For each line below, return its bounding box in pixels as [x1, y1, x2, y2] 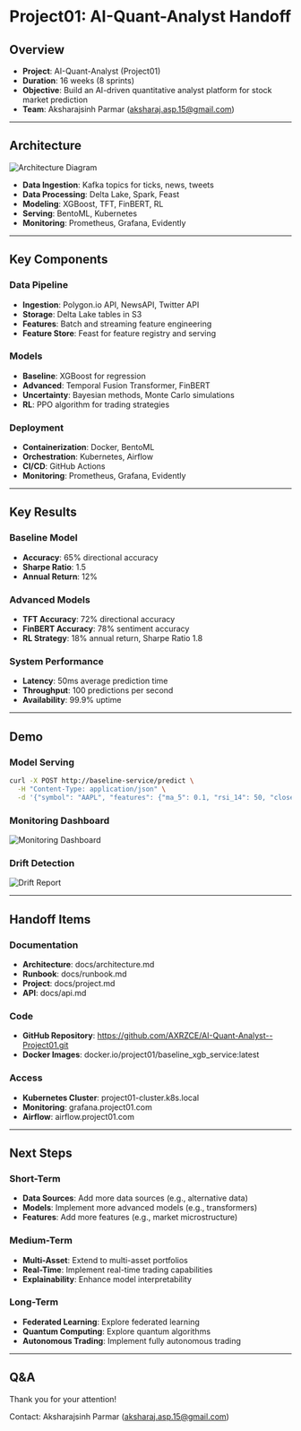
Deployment [9, 421, 64, 434]
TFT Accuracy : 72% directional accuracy [21, 614, 176, 625]
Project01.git [21, 1040, 69, 1051]
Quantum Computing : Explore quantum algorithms [21, 1325, 211, 1337]
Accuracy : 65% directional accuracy [21, 551, 159, 562]
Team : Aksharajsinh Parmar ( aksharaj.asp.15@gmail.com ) [21, 104, 235, 114]
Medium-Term [9, 1235, 73, 1247]
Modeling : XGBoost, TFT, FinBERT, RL [21, 198, 164, 209]
